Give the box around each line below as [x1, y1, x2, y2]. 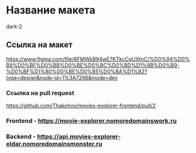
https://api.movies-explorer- [37, 132, 121, 141]
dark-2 [6, 23, 22, 30]
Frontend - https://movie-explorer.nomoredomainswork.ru [6, 117, 177, 125]
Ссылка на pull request [6, 89, 74, 97]
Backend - [6, 132, 36, 141]
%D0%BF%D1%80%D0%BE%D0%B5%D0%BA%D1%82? [6, 68, 147, 75]
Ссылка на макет [6, 40, 73, 50]
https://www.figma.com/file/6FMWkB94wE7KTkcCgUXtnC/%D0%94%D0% [6, 55, 190, 62]
